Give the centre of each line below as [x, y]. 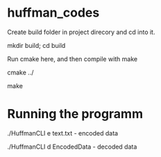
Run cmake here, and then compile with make [72, 59]
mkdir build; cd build [36, 45]
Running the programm [75, 114]
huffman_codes [53, 13]
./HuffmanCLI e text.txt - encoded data [63, 133]
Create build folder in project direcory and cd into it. [81, 32]
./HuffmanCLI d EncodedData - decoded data [72, 147]
